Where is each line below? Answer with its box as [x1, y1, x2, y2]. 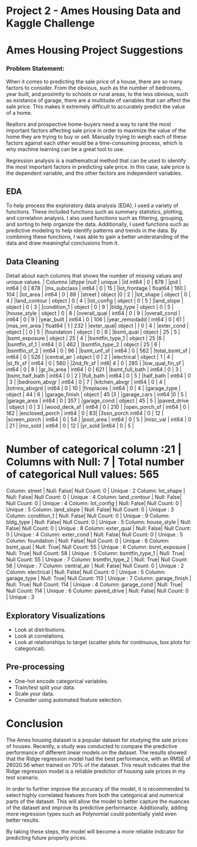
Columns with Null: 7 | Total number [6, 455, 185, 469]
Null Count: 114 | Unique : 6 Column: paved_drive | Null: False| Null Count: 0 [6, 587, 189, 595]
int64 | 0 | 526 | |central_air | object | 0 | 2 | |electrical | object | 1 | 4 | [6, 354, 173, 361]
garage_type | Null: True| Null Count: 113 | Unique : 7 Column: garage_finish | [6, 575, 192, 582]
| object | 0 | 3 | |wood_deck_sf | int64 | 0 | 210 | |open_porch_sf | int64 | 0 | [6, 404, 190, 411]
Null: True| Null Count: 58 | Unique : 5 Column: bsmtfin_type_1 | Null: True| [6, 550, 185, 557]
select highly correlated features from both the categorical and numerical [6, 791, 184, 798]
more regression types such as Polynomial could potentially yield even [6, 810, 177, 817]
